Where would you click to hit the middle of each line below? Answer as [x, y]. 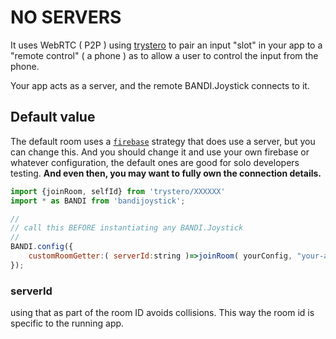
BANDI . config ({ [42, 247]
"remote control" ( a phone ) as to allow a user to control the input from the [164, 55]
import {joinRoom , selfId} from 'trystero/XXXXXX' [118, 191]
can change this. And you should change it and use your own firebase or [160, 152]
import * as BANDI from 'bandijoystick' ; [98, 201]
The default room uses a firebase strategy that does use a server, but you [163, 141]
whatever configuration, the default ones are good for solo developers [155, 162]
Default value [53, 117]
